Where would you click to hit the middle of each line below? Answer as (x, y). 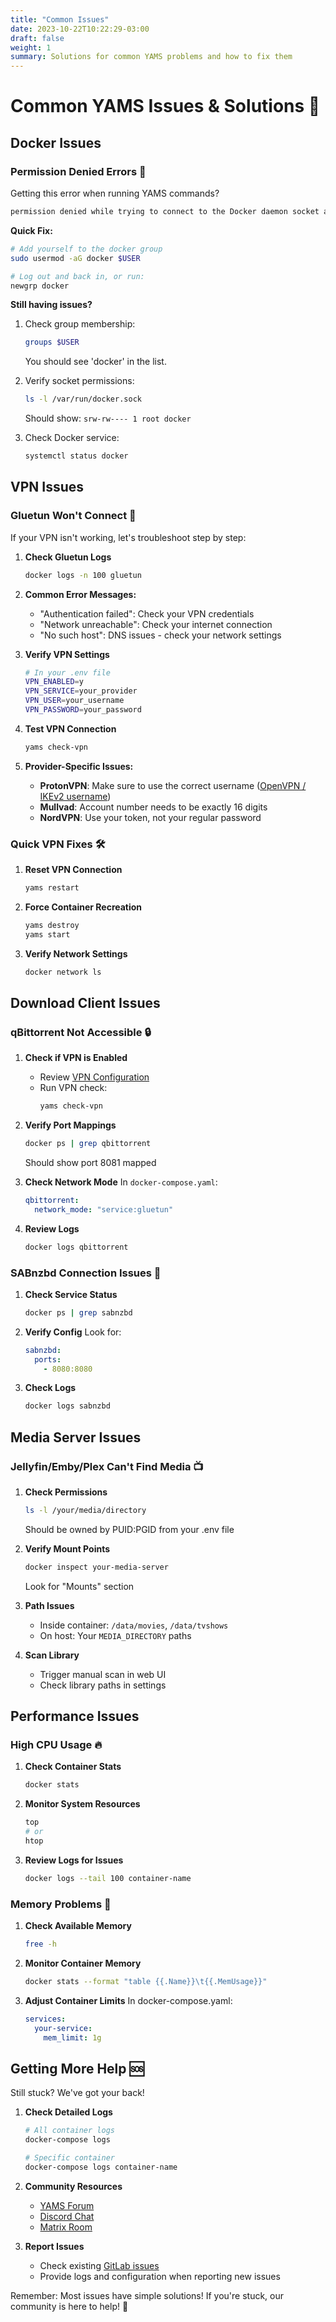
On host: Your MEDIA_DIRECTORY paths (115, 1635)
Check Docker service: (72, 438)
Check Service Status (71, 1294)
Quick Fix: (31, 230)
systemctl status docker (76, 456)
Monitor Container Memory (83, 1963)
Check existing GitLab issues (99, 2265)
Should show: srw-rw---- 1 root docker (108, 418)
